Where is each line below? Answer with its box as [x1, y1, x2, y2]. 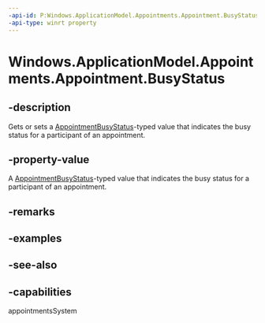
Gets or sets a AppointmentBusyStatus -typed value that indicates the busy [8, 121, 251, 131]
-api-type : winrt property [8, 19, 97, 27]
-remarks [8, 205, 55, 218]
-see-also [8, 258, 58, 272]
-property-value [8, 153, 90, 166]
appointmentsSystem [8, 306, 77, 316]
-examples [8, 232, 62, 245]
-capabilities [8, 285, 73, 299]
